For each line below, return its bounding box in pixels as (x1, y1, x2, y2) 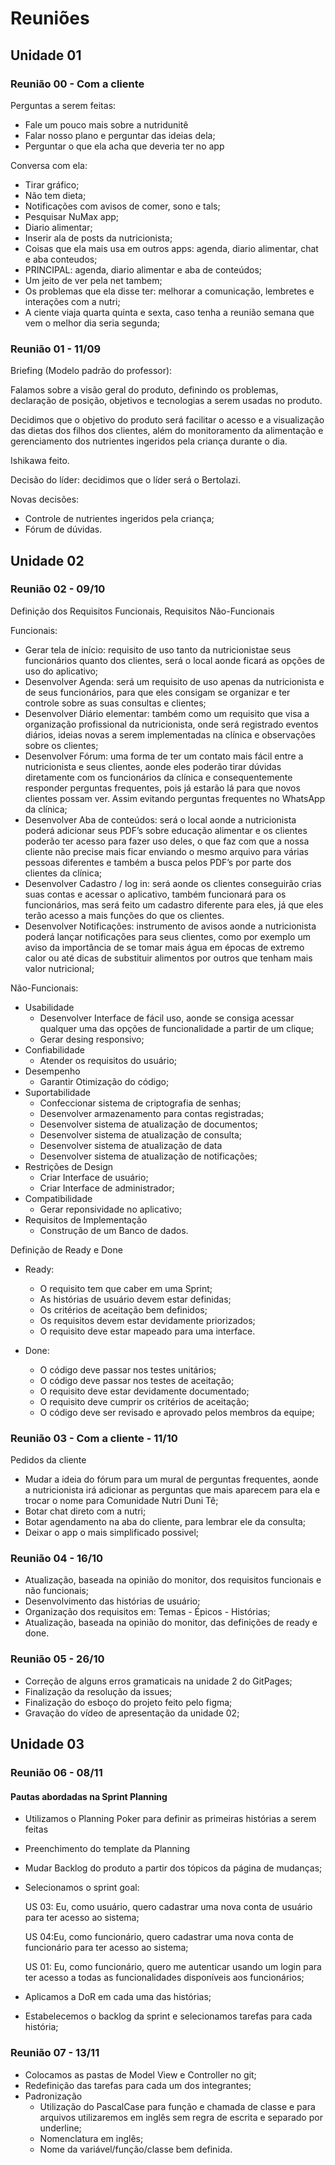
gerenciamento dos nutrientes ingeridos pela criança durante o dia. (10, 435, 288, 447)
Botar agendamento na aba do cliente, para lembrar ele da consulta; (24, 1516, 307, 1528)
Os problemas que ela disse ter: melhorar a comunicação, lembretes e (24, 285, 315, 297)
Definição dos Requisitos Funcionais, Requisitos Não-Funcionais (10, 605, 275, 617)
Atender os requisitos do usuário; (39, 1054, 178, 1066)
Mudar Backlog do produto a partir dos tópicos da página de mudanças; (24, 1862, 323, 1874)
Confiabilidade (24, 1043, 86, 1056)
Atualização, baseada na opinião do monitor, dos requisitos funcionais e (24, 1574, 322, 1586)
